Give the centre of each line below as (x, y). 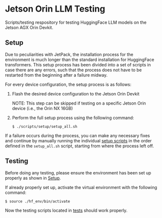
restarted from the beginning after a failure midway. (56, 75)
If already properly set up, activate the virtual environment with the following (81, 187)
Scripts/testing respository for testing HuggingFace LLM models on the (76, 22)
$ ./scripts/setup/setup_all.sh (44, 126)
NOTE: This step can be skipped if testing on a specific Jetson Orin (79, 103)
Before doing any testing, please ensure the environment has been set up (78, 172)
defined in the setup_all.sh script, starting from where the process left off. (80, 146)
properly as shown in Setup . (33, 178)
